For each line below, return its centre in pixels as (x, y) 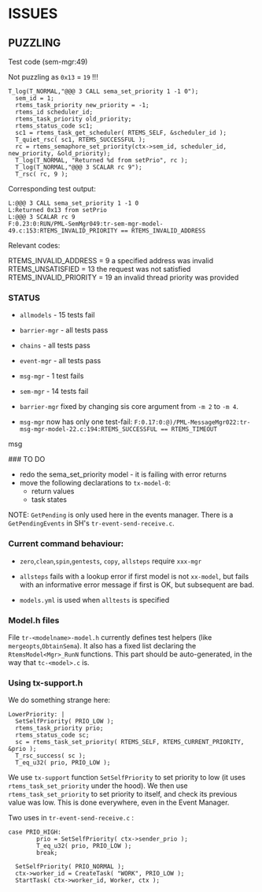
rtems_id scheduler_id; (54, 112)
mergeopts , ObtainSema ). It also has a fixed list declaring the (102, 645)
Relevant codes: (34, 245)
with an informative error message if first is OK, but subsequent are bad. (137, 585)
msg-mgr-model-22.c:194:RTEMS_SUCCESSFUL (88, 429)
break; (47, 853)
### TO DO (27, 459)
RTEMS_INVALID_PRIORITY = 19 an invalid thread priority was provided (124, 277)
